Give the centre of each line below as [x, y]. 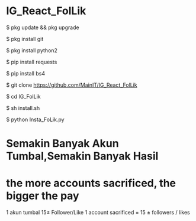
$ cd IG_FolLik [23, 96]
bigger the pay [43, 196]
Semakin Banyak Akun [63, 143]
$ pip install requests [32, 62]
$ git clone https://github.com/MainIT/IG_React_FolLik [72, 85]
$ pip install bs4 [26, 73]
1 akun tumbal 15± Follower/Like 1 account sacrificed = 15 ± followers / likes [98, 213]
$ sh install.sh [23, 108]
